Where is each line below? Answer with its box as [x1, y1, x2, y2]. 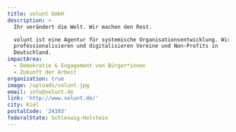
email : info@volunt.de [7, 88, 74, 95]
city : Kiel [7, 101, 39, 109]
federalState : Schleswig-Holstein [7, 114, 109, 121]
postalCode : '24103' [7, 108, 68, 115]
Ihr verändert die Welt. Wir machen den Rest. [13, 23, 152, 30]
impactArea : [7, 55, 42, 63]
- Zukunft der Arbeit [13, 68, 77, 76]
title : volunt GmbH [7, 10, 65, 18]
